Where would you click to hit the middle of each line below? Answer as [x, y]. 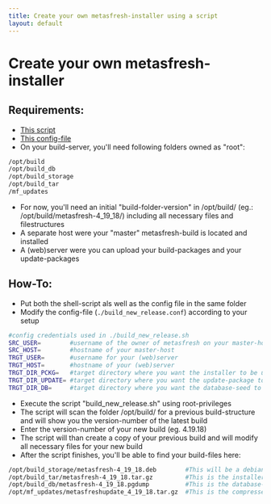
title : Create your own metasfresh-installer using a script [113, 16]
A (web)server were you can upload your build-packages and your [131, 250]
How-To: [30, 284]
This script [38, 129]
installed [34, 241]
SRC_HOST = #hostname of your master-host [92, 351]
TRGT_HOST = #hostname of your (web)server [92, 365]
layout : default [35, 23]
